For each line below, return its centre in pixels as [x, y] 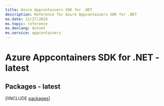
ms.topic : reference [27, 24]
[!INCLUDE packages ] [28, 98]
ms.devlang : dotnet [25, 28]
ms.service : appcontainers [33, 33]
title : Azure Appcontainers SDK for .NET [49, 10]
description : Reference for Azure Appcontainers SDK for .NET [71, 14]
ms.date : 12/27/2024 [27, 19]
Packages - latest [33, 86]
